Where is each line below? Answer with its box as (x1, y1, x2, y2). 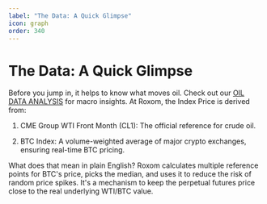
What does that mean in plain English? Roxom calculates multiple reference (8, 160, 259, 170)
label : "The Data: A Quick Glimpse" (8, 11, 132, 20)
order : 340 (8, 27, 45, 35)
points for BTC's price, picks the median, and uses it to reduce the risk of (8, 169, 252, 179)
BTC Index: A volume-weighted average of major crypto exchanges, (19, 136, 247, 146)
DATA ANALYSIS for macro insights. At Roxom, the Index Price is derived (8, 97, 251, 106)
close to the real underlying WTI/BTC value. (8, 186, 154, 196)
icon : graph (8, 19, 49, 27)
